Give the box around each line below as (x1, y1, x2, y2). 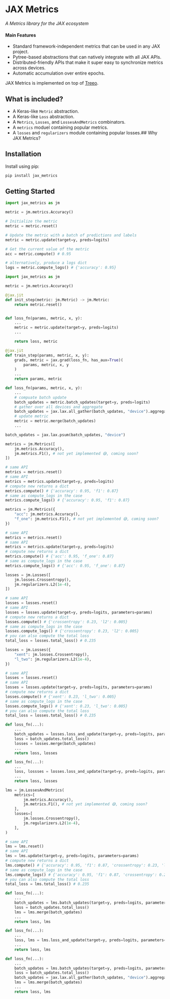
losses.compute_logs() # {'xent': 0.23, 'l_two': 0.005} (5, 703, 128, 708)
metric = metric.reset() (5, 224, 58, 229)
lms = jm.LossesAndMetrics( (5, 788, 65, 793)
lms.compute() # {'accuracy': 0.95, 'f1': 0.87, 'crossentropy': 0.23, (5, 863, 159, 868)
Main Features (5, 32, 36, 38)
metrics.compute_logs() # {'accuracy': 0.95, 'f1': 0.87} (5, 498, 130, 503)
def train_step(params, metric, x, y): (5, 352, 90, 358)
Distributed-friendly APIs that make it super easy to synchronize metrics (12, 59, 163, 65)
